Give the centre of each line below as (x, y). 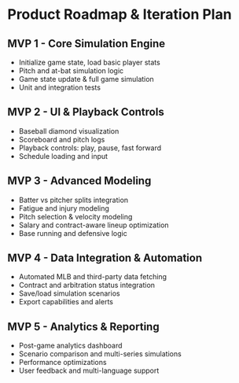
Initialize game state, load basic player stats (89, 62)
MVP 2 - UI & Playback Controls (86, 112)
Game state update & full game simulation (86, 79)
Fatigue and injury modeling (64, 208)
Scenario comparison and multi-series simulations (100, 354)
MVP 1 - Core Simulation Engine (86, 44)
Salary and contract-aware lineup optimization (94, 225)
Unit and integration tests (60, 87)
